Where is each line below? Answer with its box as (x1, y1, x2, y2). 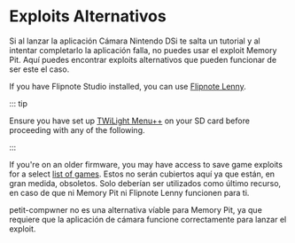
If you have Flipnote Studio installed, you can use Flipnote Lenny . (9, 81, 246, 91)
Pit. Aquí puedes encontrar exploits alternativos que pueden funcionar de (9, 54, 277, 65)
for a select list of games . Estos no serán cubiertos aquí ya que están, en (9, 169, 276, 179)
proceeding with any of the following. (9, 124, 145, 135)
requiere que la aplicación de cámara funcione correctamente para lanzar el (9, 214, 287, 224)
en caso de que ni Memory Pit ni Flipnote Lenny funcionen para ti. (9, 187, 250, 198)
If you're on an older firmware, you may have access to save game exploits (9, 159, 283, 169)
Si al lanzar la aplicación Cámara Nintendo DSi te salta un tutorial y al (9, 35, 260, 46)
